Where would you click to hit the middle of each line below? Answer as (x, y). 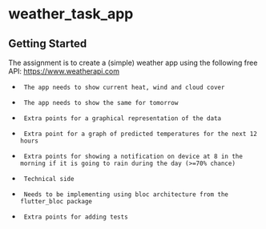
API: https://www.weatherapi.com (64, 71)
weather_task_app (71, 14)
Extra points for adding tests (76, 217)
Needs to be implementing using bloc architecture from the (126, 195)
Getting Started (48, 44)
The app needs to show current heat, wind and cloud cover (124, 87)
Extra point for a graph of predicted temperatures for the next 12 (141, 134)
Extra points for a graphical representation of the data (123, 119)
